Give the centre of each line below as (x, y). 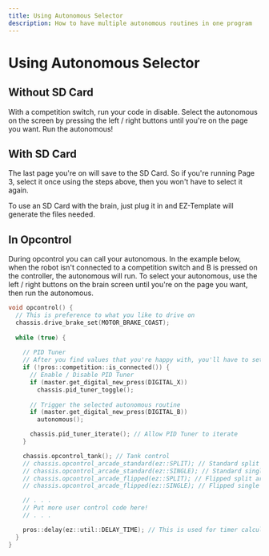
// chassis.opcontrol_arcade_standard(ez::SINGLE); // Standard (132, 471)
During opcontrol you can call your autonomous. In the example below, (125, 259)
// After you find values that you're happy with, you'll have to (136, 360)
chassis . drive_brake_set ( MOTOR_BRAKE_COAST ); (93, 323)
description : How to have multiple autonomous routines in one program (130, 23)
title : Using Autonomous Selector (66, 16)
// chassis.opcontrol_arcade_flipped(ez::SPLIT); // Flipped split (137, 478)
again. (19, 190)
